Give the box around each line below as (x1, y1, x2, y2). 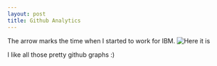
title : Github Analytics (7, 17, 81, 24)
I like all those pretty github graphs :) (7, 50, 115, 59)
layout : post (7, 10, 46, 18)
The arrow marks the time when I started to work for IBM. (7, 36, 176, 45)
